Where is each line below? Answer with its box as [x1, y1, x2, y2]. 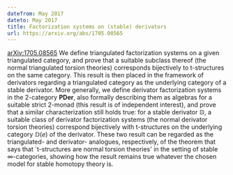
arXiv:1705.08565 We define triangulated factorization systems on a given [7, 49, 220, 57]
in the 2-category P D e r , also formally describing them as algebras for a [7, 93, 213, 102]
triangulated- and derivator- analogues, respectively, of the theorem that [7, 137, 216, 146]
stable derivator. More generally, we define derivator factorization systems [7, 86, 222, 94]
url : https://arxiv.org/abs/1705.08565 [7, 29, 123, 37]
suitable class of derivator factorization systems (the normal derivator [7, 116, 208, 124]
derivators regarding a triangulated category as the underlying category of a [7, 78, 227, 87]
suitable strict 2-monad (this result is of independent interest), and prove [7, 100, 216, 109]
